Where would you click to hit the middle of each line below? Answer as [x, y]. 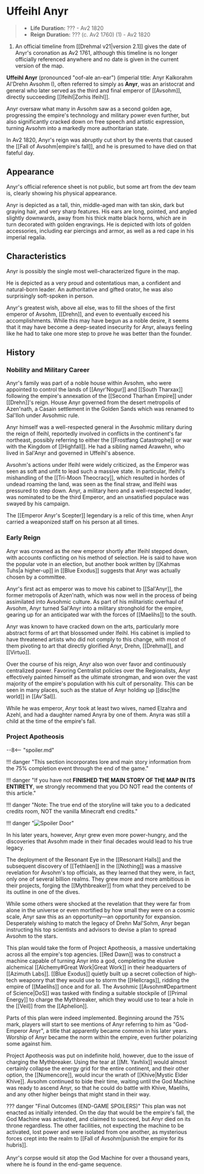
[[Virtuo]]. [19, 652]
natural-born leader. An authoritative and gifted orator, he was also [90, 289]
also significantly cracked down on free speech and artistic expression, [96, 121]
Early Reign [23, 538]
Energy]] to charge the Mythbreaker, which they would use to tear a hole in [100, 999]
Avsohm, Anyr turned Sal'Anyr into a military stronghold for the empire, [95, 608]
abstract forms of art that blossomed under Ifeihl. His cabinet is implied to [98, 633]
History [21, 352]
